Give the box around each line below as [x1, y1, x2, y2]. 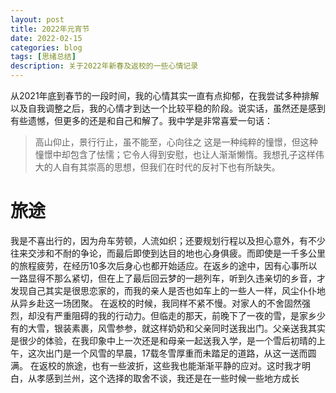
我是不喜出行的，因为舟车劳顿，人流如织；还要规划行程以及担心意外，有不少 [10, 234, 326, 246]
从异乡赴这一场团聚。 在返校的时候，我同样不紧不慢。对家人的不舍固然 [10, 297, 302, 309]
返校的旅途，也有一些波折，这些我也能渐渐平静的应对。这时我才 [38, 359, 302, 371]
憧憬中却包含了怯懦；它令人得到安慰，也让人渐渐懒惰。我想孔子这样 [34, 149, 316, 160]
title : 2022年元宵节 [10, 24, 90, 34]
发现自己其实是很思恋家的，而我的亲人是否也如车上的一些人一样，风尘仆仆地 [10, 284, 326, 296]
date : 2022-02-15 [10, 33, 83, 43]
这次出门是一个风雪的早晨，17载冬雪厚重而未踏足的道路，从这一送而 [27, 347, 308, 359]
